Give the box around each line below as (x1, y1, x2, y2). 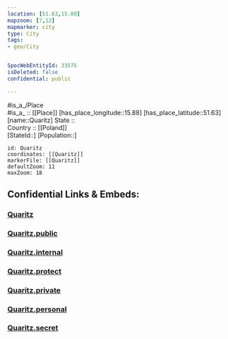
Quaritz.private (7, 285, 61, 295)
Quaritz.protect (7, 266, 62, 276)
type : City (7, 30, 40, 37)
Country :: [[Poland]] (7, 123, 67, 131)
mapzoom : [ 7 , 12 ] (7, 17, 55, 24)
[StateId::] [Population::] (7, 131, 77, 139)
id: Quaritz (7, 144, 42, 152)
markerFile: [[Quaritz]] (7, 157, 80, 164)
